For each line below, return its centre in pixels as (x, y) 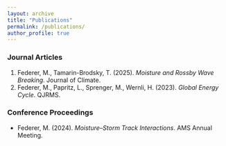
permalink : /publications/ (46, 26)
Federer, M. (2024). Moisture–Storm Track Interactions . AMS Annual (115, 128)
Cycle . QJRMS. (39, 95)
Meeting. (30, 135)
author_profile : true (38, 33)
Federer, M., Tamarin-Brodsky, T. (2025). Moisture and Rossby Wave (115, 72)
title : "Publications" (40, 20)
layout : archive (31, 14)
